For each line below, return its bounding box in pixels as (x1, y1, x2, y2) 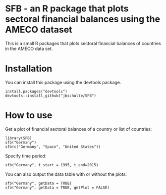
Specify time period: (5, 153, 47, 159)
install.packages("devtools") (5, 89, 68, 94)
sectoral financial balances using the (5, 13, 160, 25)
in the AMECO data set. (5, 46, 53, 51)
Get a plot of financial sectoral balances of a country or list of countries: (5, 126, 152, 132)
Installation (5, 63, 53, 74)
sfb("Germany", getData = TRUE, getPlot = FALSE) (5, 185, 110, 190)
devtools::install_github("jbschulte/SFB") (5, 93, 97, 98)
